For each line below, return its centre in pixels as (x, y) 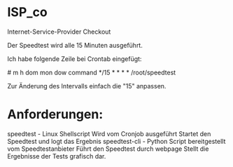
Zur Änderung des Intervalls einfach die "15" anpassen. (87, 86)
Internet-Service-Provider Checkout (59, 32)
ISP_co (27, 12)
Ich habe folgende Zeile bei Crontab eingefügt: (75, 59)
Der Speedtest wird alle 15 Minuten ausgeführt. (75, 45)
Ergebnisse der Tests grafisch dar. (57, 156)
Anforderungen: (55, 115)
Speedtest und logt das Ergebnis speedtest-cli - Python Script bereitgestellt (116, 141)
